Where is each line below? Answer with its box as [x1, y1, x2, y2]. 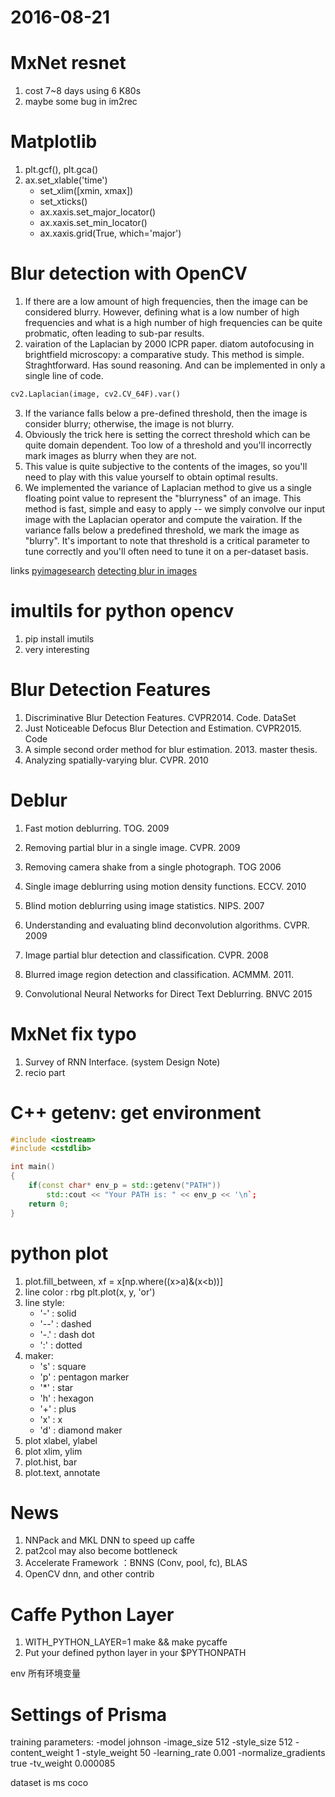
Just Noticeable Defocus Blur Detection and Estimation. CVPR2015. [24, 722, 302, 734]
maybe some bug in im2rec [24, 96, 138, 108]
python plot [10, 1242, 109, 1265]
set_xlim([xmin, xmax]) [39, 185, 134, 197]
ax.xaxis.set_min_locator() [39, 217, 148, 229]
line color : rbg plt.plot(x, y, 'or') [24, 1286, 156, 1298]
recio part [24, 1066, 66, 1078]
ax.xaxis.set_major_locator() [39, 206, 157, 218]
